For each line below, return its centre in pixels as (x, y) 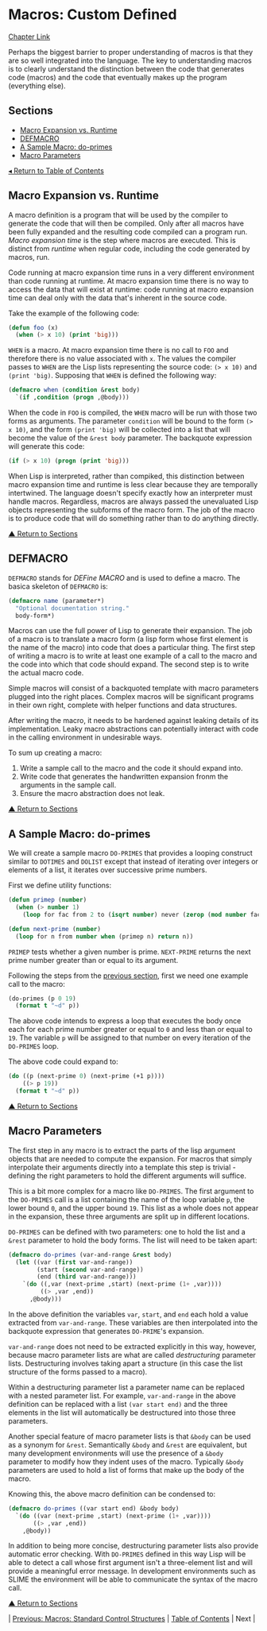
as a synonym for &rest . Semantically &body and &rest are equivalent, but (128, 1444)
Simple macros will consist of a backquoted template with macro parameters (133, 688)
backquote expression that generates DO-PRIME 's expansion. (106, 1331)
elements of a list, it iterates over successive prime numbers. (108, 870)
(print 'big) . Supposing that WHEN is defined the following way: (112, 376)
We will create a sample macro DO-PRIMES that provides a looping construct (130, 853)
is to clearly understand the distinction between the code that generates (126, 68)
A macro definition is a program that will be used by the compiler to (118, 215)
